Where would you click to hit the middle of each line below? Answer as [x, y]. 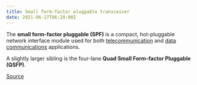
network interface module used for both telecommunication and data [91, 40]
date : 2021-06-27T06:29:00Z [41, 17]
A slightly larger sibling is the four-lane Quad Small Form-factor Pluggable [99, 58]
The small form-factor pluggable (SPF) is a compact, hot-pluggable [90, 34]
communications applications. [43, 47]
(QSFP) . [16, 64]
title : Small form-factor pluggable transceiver [68, 12]
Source [15, 76]
